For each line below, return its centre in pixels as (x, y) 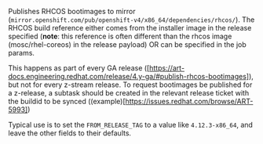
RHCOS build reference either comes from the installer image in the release (130, 28)
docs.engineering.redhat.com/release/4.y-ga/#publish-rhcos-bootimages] (129, 76)
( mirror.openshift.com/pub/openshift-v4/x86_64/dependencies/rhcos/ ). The (131, 20)
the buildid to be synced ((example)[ (67, 101)
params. (22, 53)
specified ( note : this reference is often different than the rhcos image (120, 36)
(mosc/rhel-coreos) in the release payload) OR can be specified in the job (128, 45)
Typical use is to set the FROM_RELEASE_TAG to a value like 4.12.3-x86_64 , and (131, 125)
